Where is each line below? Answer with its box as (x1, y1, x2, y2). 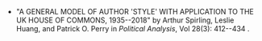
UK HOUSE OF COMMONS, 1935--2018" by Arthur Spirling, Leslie (15, 15, 235, 25)
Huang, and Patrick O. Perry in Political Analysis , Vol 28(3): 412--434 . (15, 24, 250, 33)
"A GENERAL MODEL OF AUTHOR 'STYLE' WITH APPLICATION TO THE (15, 7, 254, 16)
